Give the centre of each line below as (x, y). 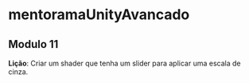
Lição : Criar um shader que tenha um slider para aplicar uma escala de (124, 63)
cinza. (18, 72)
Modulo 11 (33, 44)
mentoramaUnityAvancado (99, 15)
